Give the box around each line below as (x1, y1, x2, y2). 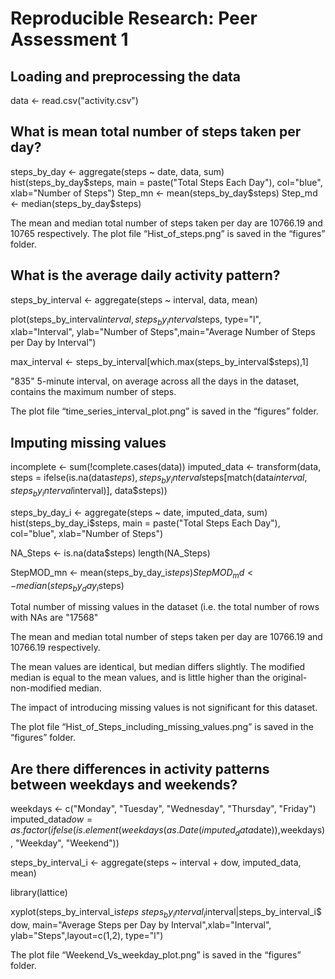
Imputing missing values (10, 434, 167, 451)
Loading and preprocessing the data (10, 68, 241, 85)
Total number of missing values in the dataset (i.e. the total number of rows (10, 601, 320, 613)
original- (272, 672, 308, 684)
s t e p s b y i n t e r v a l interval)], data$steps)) (10, 485, 168, 499)
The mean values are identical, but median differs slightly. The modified (10, 661, 306, 673)
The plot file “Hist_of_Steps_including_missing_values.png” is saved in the (10, 721, 314, 733)
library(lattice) (10, 887, 68, 899)
